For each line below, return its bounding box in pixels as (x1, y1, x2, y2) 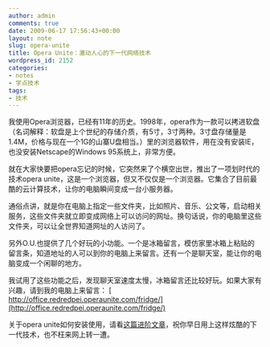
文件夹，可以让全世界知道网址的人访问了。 (8, 222, 149, 231)
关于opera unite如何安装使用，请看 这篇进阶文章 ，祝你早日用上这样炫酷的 (8, 320, 251, 329)
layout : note (8, 34, 52, 43)
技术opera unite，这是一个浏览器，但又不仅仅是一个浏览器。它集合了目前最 (8, 174, 257, 184)
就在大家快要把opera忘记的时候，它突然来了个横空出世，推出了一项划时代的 (8, 164, 260, 173)
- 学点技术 (8, 79, 40, 87)
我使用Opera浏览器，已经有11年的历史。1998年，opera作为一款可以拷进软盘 (8, 117, 260, 127)
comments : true (8, 19, 59, 27)
